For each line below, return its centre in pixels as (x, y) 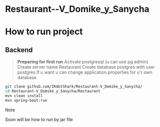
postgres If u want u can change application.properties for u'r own (85, 72)
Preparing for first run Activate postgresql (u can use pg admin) (83, 62)
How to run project (44, 32)
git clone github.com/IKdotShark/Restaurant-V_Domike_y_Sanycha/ (74, 87)
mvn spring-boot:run (26, 100)
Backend (19, 50)
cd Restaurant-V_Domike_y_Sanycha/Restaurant (53, 91)
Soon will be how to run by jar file (39, 119)
